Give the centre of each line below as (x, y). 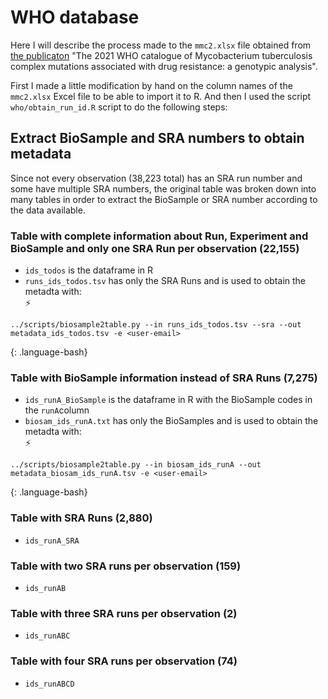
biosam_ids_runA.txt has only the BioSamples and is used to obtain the (171, 421)
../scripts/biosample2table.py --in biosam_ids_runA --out (136, 465)
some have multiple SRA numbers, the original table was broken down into (163, 188)
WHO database (75, 17)
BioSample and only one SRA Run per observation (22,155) (155, 248)
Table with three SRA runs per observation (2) (124, 613)
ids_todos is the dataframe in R (89, 270)
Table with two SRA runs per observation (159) (126, 566)
